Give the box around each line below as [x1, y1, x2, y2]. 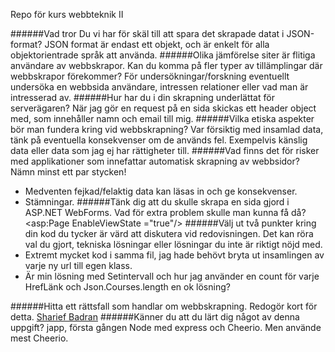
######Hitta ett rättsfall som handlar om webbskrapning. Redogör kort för [10, 300, 318, 312]
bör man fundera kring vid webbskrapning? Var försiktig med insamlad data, [10, 124, 324, 135]
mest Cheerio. [10, 332, 69, 344]
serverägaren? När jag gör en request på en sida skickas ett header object [10, 102, 317, 114]
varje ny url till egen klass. [24, 260, 133, 271]
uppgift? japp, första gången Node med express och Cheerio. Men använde [10, 322, 322, 333]
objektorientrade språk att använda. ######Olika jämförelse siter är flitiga [10, 49, 316, 61]
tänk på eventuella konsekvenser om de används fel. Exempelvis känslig [10, 134, 308, 146]
